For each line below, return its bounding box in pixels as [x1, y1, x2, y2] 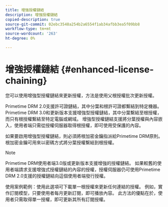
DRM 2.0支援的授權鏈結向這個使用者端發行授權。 [5, 172, 108, 179]
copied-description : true [5, 17, 60, 22]
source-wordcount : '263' [5, 31, 58, 36]
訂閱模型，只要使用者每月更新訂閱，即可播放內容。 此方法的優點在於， [9, 190, 158, 196]
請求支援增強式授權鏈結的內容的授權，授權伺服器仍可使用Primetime [18, 166, 160, 172]
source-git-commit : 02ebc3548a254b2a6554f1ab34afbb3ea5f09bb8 [5, 21, 140, 27]
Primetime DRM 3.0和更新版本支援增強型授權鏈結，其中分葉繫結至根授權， [5, 109, 162, 115]
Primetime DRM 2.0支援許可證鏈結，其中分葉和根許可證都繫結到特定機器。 [5, 103, 162, 109]
